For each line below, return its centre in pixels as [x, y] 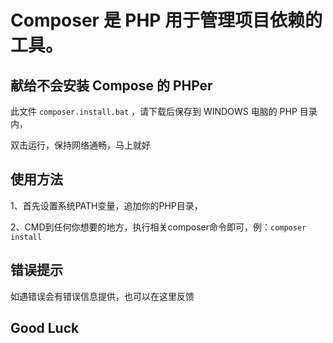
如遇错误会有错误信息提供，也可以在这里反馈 [102, 296]
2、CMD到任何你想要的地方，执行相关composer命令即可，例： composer [158, 227]
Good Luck [45, 328]
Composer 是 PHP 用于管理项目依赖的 [166, 20]
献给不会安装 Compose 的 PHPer [111, 85]
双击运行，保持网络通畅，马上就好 [80, 145]
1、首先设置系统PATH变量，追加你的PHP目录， [106, 205]
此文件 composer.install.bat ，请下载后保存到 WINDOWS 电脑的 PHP [154, 111]
